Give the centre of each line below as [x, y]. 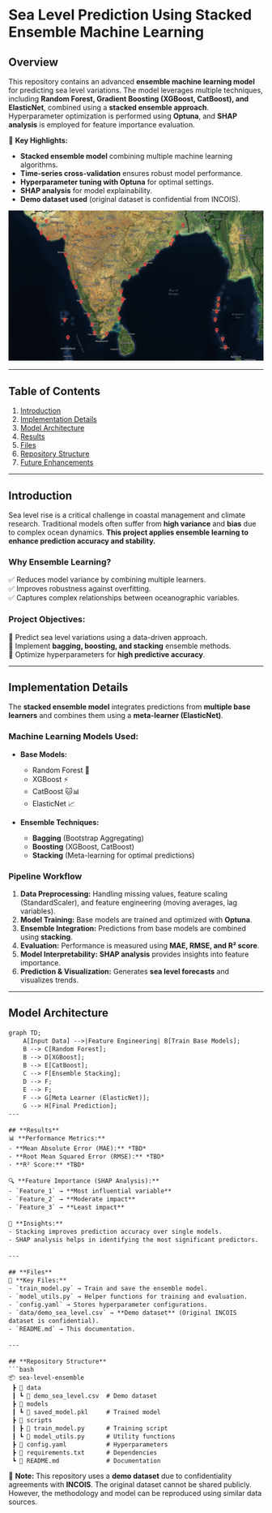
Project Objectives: [47, 620]
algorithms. [39, 165]
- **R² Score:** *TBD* [47, 1165]
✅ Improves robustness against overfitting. [80, 589]
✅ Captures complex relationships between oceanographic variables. [124, 598]
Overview [34, 62]
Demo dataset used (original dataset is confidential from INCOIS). [130, 199]
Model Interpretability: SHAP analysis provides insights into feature [134, 954]
